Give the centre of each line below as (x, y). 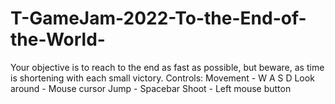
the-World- (58, 39)
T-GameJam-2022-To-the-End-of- (158, 18)
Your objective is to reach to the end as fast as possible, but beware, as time (167, 67)
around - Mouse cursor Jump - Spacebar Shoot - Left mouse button (151, 88)
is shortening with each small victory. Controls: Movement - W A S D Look (162, 78)
